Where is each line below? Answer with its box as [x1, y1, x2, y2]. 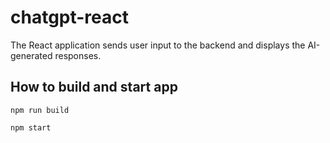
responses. [54, 49, 102, 61]
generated [10, 49, 53, 61]
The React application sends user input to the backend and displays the [10, 39, 306, 51]
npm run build [10, 105, 70, 115]
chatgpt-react [10, 6, 130, 29]
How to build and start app [10, 79, 178, 96]
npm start [10, 122, 52, 133]
